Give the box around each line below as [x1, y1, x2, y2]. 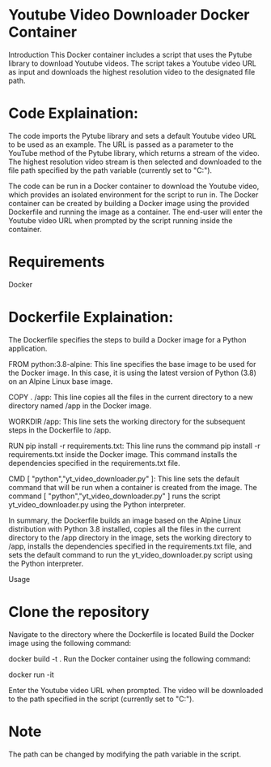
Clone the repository [8, 602, 150, 621]
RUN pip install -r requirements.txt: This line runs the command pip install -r [8, 441, 260, 450]
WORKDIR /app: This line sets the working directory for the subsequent [8, 416, 246, 426]
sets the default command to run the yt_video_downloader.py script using [8, 549, 253, 559]
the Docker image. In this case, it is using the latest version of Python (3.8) [8, 368, 257, 377]
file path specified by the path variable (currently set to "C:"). [8, 165, 213, 175]
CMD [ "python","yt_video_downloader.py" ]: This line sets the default [8, 473, 240, 484]
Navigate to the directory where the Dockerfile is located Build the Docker [8, 629, 255, 639]
